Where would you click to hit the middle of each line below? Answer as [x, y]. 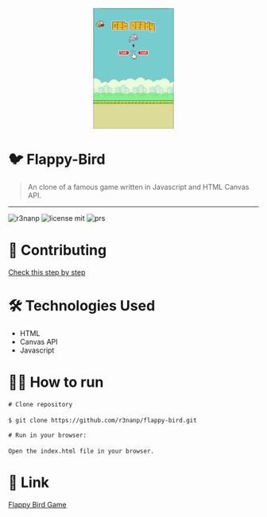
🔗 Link [29, 482]
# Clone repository [41, 404]
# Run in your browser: [48, 435]
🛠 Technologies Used [82, 306]
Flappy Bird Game [38, 504]
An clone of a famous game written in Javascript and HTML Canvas [138, 187]
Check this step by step [47, 272]
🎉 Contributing [58, 251]
